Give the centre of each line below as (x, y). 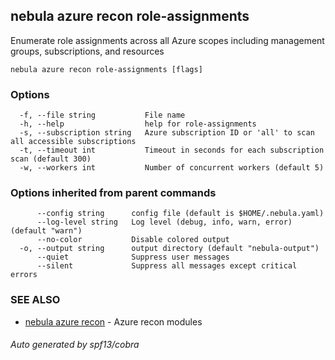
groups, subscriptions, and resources (87, 51)
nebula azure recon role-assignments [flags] (106, 69)
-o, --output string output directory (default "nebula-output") (169, 249)
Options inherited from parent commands (113, 193)
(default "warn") (46, 231)
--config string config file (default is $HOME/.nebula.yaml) (180, 214)
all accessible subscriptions (73, 142)
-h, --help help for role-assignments (138, 124)
